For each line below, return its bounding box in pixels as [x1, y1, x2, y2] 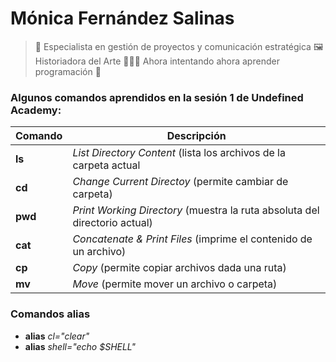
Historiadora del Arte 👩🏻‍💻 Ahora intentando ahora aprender [34, 55, 280, 67]
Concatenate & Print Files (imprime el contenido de [72, 232, 313, 246]
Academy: [10, 103, 62, 117]
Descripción [166, 129, 227, 143]
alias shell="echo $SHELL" [24, 340, 137, 352]
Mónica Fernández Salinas [10, 7, 235, 30]
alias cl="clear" [24, 330, 90, 342]
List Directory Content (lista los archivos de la [72, 146, 286, 160]
